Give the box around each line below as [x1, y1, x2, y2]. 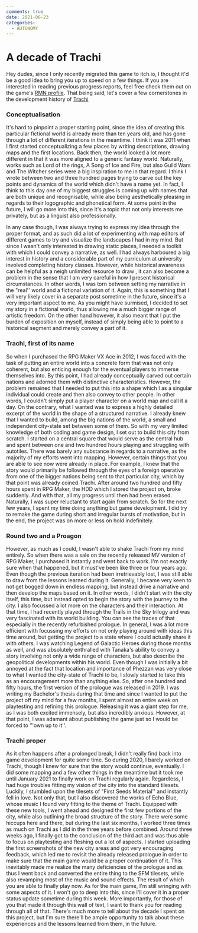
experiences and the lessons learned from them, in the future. [6, 921, 157, 928]
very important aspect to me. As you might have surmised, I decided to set [6, 299, 188, 306]
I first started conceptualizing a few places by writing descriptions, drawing [6, 143, 190, 150]
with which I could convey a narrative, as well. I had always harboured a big [6, 249, 190, 256]
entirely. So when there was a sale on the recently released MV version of [6, 551, 186, 558]
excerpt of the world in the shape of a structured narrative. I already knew [6, 410, 186, 417]
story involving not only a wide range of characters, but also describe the [6, 652, 184, 659]
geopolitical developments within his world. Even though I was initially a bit [6, 659, 188, 666]
